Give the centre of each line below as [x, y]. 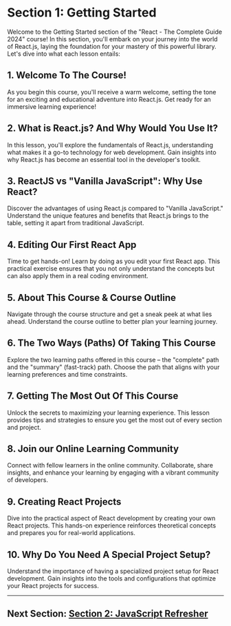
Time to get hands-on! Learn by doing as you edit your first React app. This [114, 261]
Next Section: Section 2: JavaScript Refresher [108, 614]
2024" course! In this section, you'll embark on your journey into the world [112, 39]
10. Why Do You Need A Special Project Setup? [109, 555]
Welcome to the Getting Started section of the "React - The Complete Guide [114, 32]
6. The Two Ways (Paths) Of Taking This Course [111, 343]
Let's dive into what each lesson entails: [64, 54]
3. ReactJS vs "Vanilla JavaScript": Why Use [105, 181]
